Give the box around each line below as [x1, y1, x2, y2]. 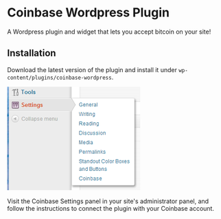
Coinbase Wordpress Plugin [7, 5, 170, 21]
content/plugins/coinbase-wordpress [7, 74, 112, 81]
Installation [7, 47, 56, 59]
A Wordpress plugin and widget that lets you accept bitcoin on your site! [7, 27, 211, 36]
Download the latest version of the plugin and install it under [7, 65, 177, 73]
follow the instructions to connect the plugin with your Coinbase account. [7, 204, 215, 212]
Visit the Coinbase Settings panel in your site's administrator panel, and [7, 197, 209, 205]
